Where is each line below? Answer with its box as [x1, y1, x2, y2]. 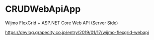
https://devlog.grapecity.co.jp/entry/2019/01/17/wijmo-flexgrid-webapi [5, 29, 149, 35]
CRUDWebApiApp [5, 3, 81, 15]
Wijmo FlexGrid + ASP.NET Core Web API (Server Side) [5, 20, 118, 26]
